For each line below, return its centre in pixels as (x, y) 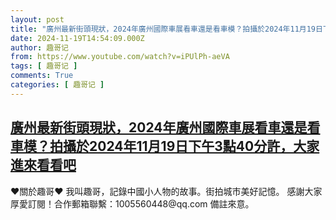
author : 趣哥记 (39, 47)
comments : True (42, 76)
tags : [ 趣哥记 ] (44, 66)
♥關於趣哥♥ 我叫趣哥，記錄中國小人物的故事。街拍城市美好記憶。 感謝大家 (166, 191)
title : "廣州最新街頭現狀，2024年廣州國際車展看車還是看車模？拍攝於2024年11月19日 (166, 29)
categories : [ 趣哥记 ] (57, 85)
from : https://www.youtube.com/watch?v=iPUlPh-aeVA (120, 57)
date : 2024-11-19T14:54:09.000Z (77, 38)
